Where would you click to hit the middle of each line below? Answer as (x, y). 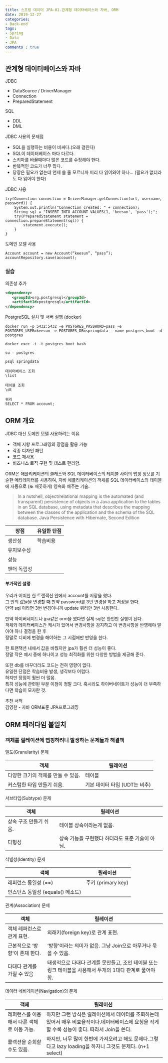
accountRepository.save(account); (41, 258)
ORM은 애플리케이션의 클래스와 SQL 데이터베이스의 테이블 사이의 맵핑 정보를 (80, 474)
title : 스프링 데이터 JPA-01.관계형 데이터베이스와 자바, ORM (62, 10)
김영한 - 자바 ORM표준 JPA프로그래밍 (42, 707)
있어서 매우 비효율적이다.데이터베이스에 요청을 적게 (102, 1022)
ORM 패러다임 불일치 (36, 724)
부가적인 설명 (18, 583)
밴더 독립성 (20, 569)
